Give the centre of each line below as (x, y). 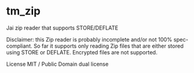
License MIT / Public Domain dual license (58, 64)
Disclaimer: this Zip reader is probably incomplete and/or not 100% (89, 39)
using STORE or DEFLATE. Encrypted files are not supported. (82, 52)
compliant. (19, 46)
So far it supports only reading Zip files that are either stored (108, 46)
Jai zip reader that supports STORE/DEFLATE (62, 28)
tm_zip (23, 11)
